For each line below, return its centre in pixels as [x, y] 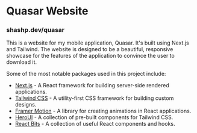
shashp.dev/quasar [36, 30]
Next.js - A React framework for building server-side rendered [92, 85]
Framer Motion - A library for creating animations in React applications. [103, 111]
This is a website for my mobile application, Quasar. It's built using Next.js [98, 43]
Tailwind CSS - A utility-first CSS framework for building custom [94, 98]
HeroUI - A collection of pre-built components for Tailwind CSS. [94, 117]
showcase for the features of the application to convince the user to [90, 56]
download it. [22, 62]
